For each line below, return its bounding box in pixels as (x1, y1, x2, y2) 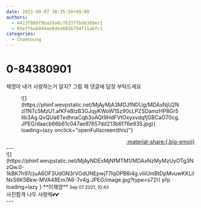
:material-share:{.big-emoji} (126, 138, 195, 145)
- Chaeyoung (11, 36, 42, 42)
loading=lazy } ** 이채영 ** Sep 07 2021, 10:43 (6, 183, 109, 190)
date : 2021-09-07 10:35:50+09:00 (6, 8, 90, 15)
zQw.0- (6, 163, 25, 170)
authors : (6, 14, 28, 20)
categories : (6, 31, 36, 37)
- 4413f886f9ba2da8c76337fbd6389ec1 (11, 20, 103, 26)
